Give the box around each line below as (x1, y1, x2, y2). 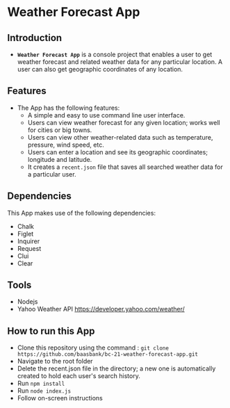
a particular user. (27, 170, 76, 178)
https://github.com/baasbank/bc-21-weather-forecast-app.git (17, 351, 199, 358)
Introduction (7, 32, 63, 44)
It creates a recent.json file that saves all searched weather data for (27, 163, 224, 171)
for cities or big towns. (27, 126, 92, 134)
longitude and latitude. (27, 155, 92, 163)
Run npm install (17, 380, 65, 388)
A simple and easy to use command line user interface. (27, 111, 186, 119)
